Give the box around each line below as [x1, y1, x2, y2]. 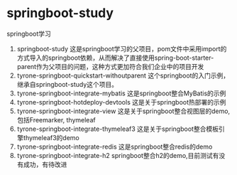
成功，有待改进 [23, 160, 67, 169]
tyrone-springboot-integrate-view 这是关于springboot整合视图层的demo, [16, 107, 231, 115]
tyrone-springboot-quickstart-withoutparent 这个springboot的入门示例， [16, 71, 230, 80]
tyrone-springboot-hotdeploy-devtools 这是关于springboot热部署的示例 [16, 97, 226, 106]
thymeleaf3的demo [23, 133, 79, 142]
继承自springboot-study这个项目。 [16, 80, 118, 88]
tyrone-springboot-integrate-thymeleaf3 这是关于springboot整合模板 [16, 124, 219, 133]
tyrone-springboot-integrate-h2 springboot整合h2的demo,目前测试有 [16, 151, 219, 159]
